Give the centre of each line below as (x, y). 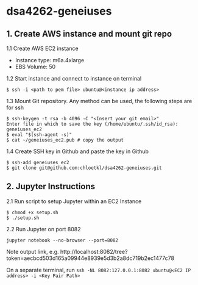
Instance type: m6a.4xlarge (50, 60)
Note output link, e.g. (33, 251)
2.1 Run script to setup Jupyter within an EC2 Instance (74, 201)
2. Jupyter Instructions (51, 186)
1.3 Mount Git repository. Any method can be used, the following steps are (99, 101)
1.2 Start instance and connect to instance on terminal (74, 78)
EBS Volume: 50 (35, 67)
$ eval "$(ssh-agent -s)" (39, 135)
